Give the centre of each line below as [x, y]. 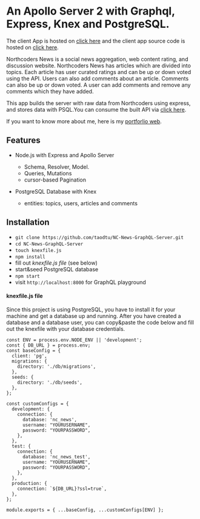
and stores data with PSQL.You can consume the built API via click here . [96, 109]
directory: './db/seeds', [50, 382]
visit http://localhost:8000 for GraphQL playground [81, 282]
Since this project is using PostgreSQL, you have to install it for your [91, 309]
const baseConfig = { [34, 350]
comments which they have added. [50, 91]
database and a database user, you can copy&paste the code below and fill [100, 322]
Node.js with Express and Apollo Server [65, 155]
